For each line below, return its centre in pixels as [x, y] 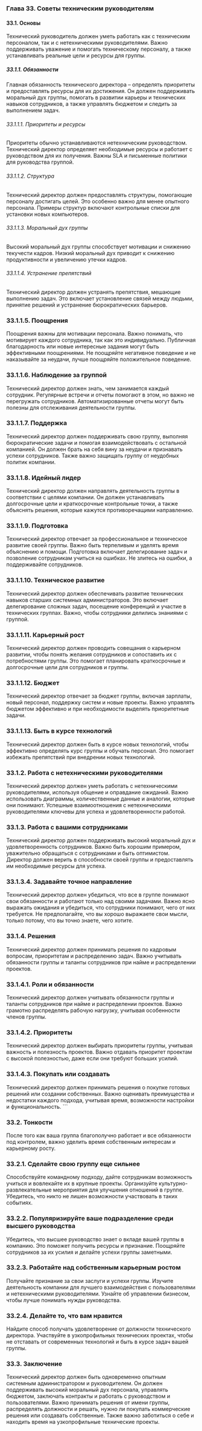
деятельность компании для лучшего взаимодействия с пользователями [101, 1287]
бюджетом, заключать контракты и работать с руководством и [88, 1396]
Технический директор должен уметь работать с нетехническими [92, 786]
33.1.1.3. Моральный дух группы [47, 228]
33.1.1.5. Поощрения [37, 320]
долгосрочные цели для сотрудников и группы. [68, 667]
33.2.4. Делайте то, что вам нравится [64, 1316]
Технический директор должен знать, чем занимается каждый [88, 388]
